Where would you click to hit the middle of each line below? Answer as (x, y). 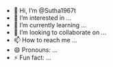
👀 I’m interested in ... (42, 18)
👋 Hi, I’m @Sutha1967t (45, 11)
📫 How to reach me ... (45, 40)
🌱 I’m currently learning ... (50, 25)
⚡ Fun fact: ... (32, 57)
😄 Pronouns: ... (36, 50)
